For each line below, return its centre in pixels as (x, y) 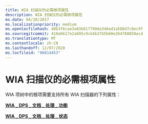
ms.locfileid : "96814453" (33, 53)
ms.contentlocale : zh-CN (32, 43)
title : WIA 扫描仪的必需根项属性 (37, 10)
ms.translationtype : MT (31, 39)
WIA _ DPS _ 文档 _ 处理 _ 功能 (37, 106)
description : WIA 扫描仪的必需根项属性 (44, 15)
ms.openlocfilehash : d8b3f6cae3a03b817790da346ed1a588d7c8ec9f (74, 29)
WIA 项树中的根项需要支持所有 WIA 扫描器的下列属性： (63, 94)
